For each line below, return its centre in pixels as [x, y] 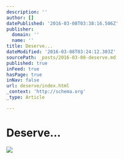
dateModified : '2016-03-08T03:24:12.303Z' [61, 52]
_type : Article [26, 97]
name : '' [23, 40]
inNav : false [23, 80]
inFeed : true [23, 69]
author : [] [20, 18]
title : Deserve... [30, 46]
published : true [27, 63]
